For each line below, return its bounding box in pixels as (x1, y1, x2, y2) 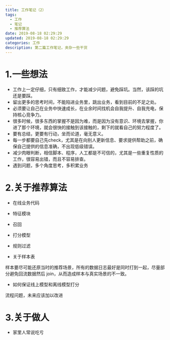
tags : (5, 12, 17, 17)
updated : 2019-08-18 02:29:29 (5, 36, 69, 41)
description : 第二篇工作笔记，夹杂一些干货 (5, 45, 88, 50)
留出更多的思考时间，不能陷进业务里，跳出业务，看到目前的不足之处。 (12, 99, 159, 105)
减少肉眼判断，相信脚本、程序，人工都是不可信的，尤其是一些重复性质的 (12, 149, 163, 156)
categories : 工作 (5, 41, 40, 46)
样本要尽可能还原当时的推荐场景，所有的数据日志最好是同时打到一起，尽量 (5, 264, 160, 270)
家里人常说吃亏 (12, 329, 44, 335)
